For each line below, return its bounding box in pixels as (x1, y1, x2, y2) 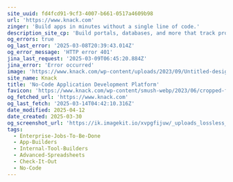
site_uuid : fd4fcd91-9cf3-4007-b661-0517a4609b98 (7, 10, 154, 17)
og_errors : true (7, 36, 54, 43)
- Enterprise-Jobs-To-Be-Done (13, 132, 101, 139)
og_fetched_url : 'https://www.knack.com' (7, 94, 129, 101)
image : (7, 68, 26, 75)
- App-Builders (13, 139, 58, 146)
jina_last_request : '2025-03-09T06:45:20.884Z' (7, 55, 148, 62)
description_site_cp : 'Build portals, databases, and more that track (7, 29, 216, 37)
